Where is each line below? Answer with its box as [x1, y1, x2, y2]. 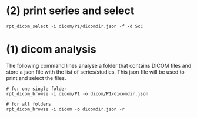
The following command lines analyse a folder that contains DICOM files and [6, 62, 192, 69]
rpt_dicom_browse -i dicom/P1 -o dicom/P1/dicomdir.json [6, 91, 149, 97]
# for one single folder [6, 86, 67, 92]
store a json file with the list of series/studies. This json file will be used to [6, 68, 185, 75]
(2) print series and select [6, 4, 135, 18]
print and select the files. [6, 74, 66, 81]
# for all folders [6, 101, 51, 107]
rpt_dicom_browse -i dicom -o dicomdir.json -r [6, 106, 125, 112]
